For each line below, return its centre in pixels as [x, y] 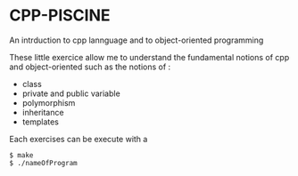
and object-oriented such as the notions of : [90, 67]
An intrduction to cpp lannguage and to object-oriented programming [137, 40]
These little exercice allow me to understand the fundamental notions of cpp [149, 57]
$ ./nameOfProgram [43, 163]
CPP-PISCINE [60, 16]
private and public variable [71, 93]
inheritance [43, 112]
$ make [21, 155]
